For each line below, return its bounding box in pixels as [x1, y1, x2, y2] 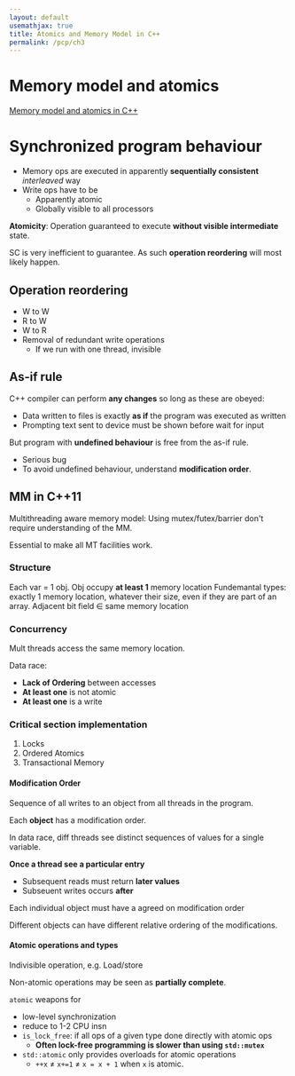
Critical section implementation [9, 718, 148, 731]
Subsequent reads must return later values [21, 875, 180, 886]
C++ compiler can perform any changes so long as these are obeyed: [9, 392, 265, 404]
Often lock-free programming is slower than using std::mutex [35, 1040, 265, 1050]
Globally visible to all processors [35, 203, 154, 214]
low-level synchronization [21, 1011, 117, 1022]
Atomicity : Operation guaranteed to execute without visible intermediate [9, 221, 279, 232]
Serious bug [21, 454, 67, 464]
